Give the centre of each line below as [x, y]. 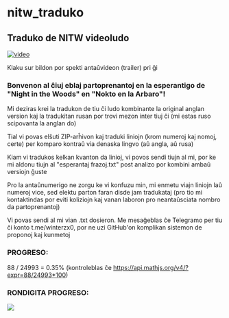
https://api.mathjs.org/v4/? [150, 267]
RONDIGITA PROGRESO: [48, 293]
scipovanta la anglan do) [42, 123]
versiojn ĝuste [27, 172]
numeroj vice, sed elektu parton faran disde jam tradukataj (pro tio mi [105, 193]
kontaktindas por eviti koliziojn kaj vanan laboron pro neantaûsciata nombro [114, 199]
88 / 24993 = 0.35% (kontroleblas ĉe [59, 267]
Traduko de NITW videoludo [68, 38]
